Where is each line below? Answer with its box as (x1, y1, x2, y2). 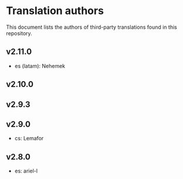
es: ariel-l (14, 167, 38, 174)
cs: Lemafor (14, 135, 44, 142)
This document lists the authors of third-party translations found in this (6, 23, 177, 31)
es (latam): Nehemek (14, 62, 66, 69)
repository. (6, 29, 32, 36)
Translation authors (6, 4, 104, 18)
